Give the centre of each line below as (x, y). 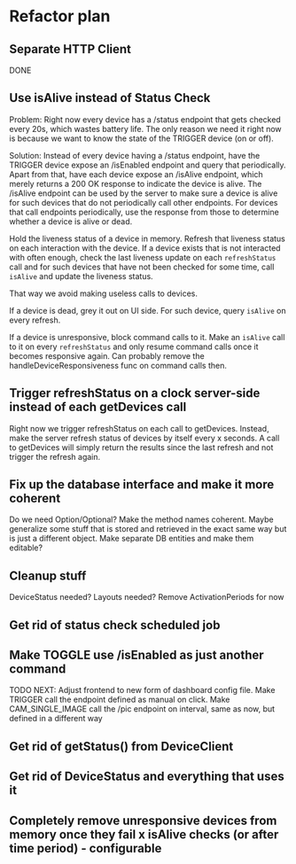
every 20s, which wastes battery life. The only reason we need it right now (145, 128)
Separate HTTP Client (70, 49)
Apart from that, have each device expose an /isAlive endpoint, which (136, 174)
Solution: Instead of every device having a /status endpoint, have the (135, 155)
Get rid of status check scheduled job (115, 625)
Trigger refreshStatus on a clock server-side (135, 393)
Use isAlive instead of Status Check (110, 98)
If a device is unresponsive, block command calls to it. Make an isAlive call (147, 337)
